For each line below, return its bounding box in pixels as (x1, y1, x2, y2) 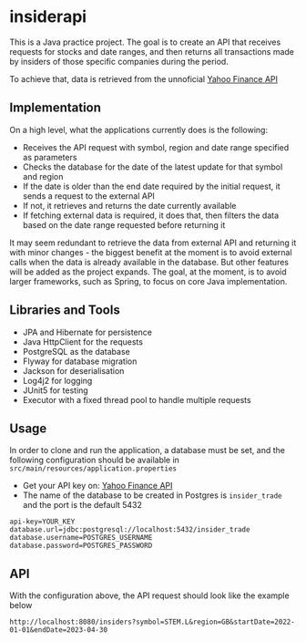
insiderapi (9, 6, 87, 27)
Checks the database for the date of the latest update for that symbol (22, 161, 283, 172)
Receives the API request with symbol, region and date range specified (22, 141, 290, 152)
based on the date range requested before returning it (22, 219, 226, 230)
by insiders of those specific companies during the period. (9, 56, 229, 67)
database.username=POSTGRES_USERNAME (9, 533, 153, 543)
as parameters (22, 151, 77, 162)
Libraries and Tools (9, 303, 120, 318)
